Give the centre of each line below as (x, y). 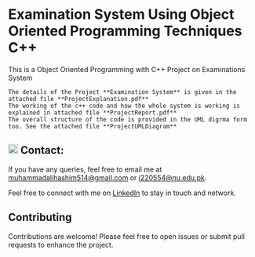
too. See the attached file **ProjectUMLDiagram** (93, 126)
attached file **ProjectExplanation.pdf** (78, 99)
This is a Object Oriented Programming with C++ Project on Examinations (127, 69)
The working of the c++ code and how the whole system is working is (124, 106)
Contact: (42, 150)
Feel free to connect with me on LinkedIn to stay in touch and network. (122, 193)
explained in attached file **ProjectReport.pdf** (93, 112)
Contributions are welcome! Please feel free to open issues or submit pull (127, 236)
